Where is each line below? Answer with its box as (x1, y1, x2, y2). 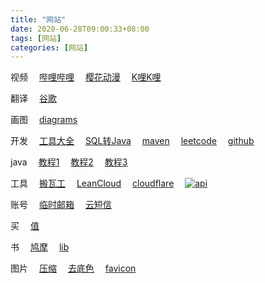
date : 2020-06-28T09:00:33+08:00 (10, 24, 150, 34)
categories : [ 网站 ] (10, 42, 89, 53)
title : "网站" (10, 14, 67, 25)
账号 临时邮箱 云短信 (10, 199, 112, 211)
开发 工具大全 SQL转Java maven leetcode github (10, 135, 255, 147)
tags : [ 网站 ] (10, 33, 62, 43)
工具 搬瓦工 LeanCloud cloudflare (10, 177, 175, 190)
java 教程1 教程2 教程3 (10, 156, 128, 168)
